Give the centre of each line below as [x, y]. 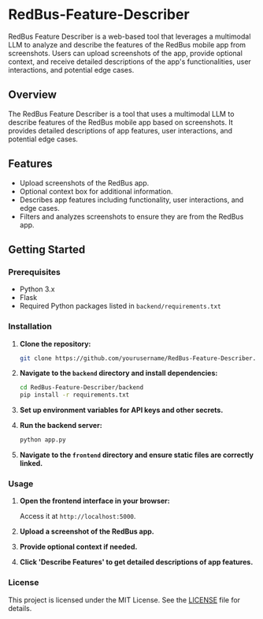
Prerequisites [34, 272]
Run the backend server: [61, 426]
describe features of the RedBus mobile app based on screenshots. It [121, 122]
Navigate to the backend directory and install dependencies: [119, 373]
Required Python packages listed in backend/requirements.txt [120, 306]
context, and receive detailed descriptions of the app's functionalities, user [130, 62]
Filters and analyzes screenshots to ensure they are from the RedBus [131, 216]
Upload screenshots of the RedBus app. [84, 182]
